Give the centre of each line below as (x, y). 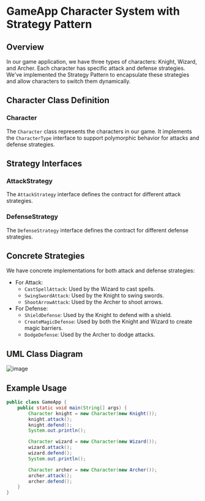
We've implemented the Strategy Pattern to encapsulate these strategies (98, 75)
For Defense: (32, 308)
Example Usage (37, 388)
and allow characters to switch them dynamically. (69, 81)
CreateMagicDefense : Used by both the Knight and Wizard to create (108, 322)
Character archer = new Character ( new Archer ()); (93, 470)
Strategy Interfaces (44, 164)
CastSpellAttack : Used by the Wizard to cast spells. (89, 289)
